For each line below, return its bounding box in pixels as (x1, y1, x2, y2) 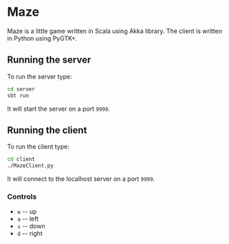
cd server (7, 85, 36, 93)
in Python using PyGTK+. (7, 34, 78, 42)
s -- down (17, 222, 46, 230)
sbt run (7, 92, 30, 99)
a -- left (17, 214, 39, 223)
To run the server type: (7, 72, 72, 80)
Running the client (7, 124, 87, 136)
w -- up (17, 208, 37, 216)
